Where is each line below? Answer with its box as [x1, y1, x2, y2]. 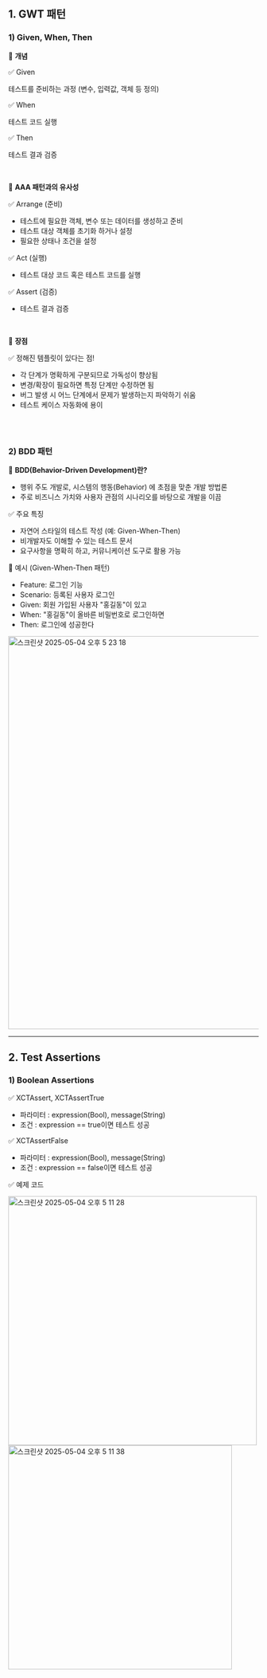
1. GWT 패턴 [8, 7, 66, 22]
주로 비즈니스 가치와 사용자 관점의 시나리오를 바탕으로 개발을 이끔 [19, 492, 222, 501]
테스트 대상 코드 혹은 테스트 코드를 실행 [19, 269, 141, 279]
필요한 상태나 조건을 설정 [19, 236, 97, 246]
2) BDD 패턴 [8, 446, 53, 457]
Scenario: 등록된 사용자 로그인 [19, 589, 115, 599]
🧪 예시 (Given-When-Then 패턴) [8, 563, 110, 572]
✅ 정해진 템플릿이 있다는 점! [8, 353, 95, 363]
